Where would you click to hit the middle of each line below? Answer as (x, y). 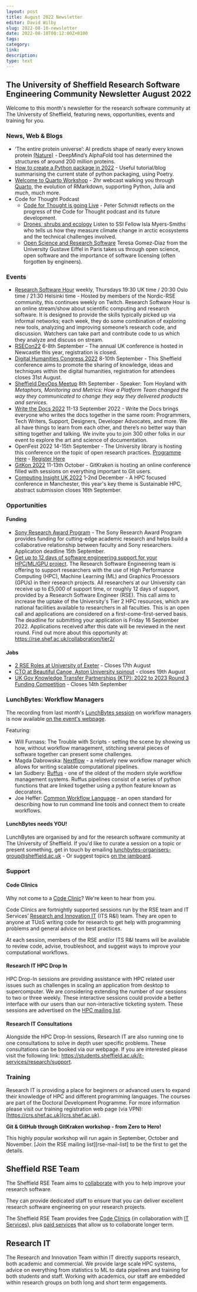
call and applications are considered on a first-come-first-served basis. (101, 614)
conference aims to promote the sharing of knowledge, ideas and (94, 365)
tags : (13, 39)
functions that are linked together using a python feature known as (95, 785)
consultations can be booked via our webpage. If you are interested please (97, 1049)
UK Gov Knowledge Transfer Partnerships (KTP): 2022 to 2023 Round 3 (102, 678)
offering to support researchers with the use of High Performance (94, 570)
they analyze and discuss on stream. (59, 340)
